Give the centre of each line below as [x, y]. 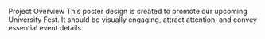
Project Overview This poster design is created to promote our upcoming [128, 11]
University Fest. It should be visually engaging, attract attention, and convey [132, 19]
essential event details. [46, 28]
